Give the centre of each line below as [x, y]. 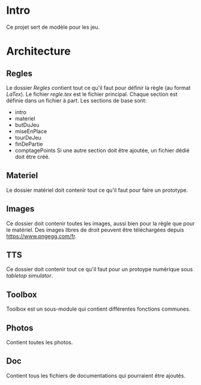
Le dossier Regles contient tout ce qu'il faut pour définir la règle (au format [98, 88]
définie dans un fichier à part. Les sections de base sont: [76, 100]
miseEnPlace [31, 131]
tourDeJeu [28, 137]
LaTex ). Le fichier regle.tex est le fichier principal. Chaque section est [92, 94]
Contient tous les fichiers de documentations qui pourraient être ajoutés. [96, 375]
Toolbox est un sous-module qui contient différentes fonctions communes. [98, 309]
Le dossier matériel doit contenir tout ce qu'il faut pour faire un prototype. [97, 190]
